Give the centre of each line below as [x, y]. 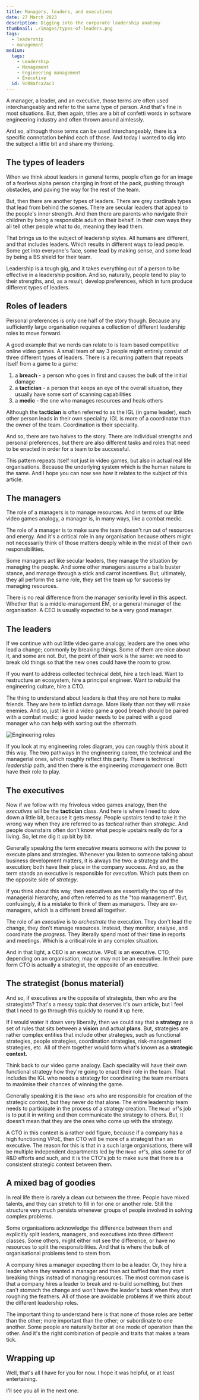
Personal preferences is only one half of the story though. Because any [93, 320]
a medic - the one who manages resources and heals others [89, 400]
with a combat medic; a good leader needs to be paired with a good [89, 717]
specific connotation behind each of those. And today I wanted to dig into [96, 137]
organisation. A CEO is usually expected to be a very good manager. [90, 610]
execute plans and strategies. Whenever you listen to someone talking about [100, 855]
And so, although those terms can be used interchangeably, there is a [91, 131]
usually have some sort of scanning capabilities [73, 394]
